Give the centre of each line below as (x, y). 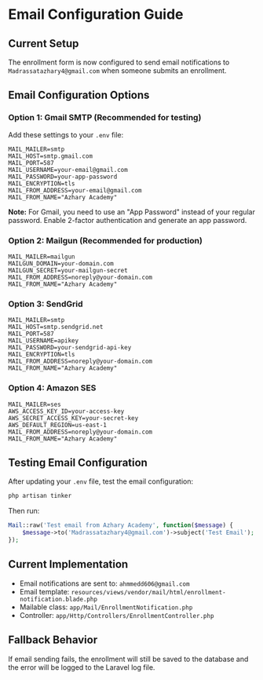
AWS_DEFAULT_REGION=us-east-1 (58, 425)
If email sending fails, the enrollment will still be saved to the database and (128, 659)
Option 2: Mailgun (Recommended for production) (105, 240)
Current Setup (44, 44)
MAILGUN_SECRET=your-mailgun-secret (68, 270)
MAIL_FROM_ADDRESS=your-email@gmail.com (75, 190)
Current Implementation (68, 564)
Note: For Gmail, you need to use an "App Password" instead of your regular (131, 212)
